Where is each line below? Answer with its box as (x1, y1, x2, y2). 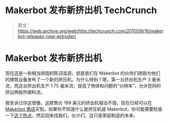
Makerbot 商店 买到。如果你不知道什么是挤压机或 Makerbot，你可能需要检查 (5, 106, 163, 112)
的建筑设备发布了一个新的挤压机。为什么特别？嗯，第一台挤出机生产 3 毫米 (5, 76, 161, 82)
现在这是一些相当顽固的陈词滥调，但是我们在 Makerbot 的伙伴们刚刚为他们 (5, 70, 160, 76)
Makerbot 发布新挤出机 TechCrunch (5, 5, 157, 16)
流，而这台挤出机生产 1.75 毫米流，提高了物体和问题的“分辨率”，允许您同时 (5, 83, 161, 89)
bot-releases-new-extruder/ (17, 33, 77, 39)
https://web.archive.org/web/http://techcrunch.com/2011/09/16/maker (17, 28, 164, 34)
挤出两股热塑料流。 (5, 89, 45, 95)
